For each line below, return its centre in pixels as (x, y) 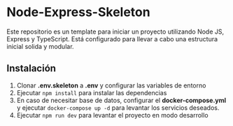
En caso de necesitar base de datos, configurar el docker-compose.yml (121, 100)
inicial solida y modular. (40, 46)
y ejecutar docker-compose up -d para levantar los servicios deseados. (118, 107)
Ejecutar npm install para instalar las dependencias (92, 92)
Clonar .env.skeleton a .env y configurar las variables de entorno (111, 85)
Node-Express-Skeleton (79, 12)
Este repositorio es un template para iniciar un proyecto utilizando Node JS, (115, 31)
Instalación (31, 68)
